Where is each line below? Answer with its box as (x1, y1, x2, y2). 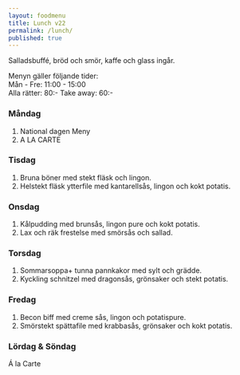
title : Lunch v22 (8, 19, 66, 27)
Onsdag (8, 201, 40, 212)
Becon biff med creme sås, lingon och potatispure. (19, 312, 187, 322)
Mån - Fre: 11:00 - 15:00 (8, 80, 86, 89)
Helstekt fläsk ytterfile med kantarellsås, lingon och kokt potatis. (19, 181, 231, 191)
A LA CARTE (19, 135, 61, 144)
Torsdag (8, 248, 41, 259)
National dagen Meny (19, 126, 91, 136)
